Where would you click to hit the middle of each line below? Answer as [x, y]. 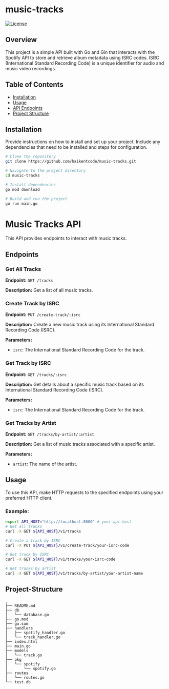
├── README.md [20, 606]
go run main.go [22, 204]
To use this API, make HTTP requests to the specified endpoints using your [84, 492]
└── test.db [18, 682]
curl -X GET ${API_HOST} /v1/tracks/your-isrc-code [60, 559]
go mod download [23, 189]
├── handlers [19, 628]
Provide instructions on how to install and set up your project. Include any [83, 142]
